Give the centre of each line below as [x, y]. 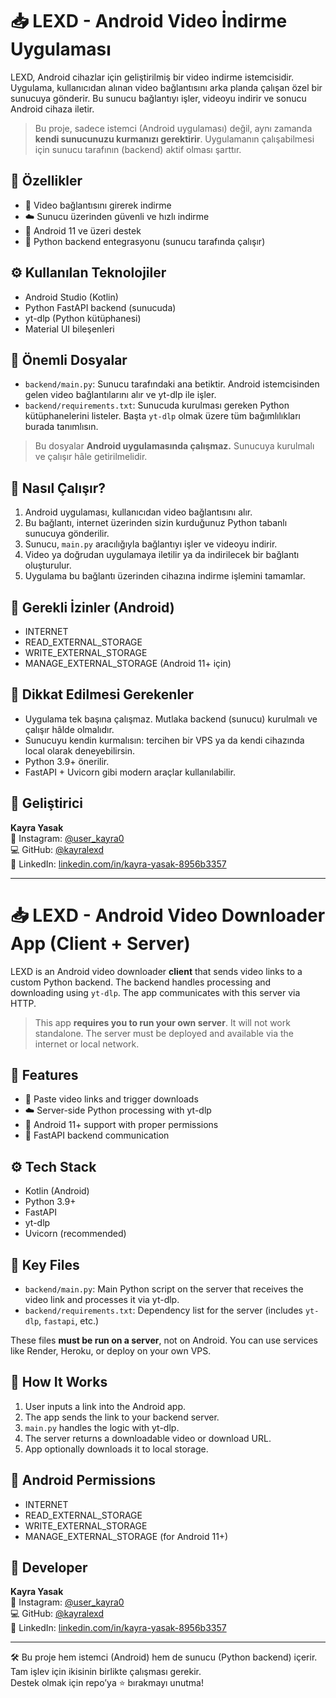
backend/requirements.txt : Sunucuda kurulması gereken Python [157, 405]
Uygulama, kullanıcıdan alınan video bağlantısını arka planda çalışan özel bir [166, 87]
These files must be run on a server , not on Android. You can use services [164, 1340]
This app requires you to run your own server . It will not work [162, 1022]
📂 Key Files [45, 1264]
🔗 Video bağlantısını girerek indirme [98, 205]
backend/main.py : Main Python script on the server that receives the [164, 1289]
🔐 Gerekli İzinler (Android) [92, 607]
